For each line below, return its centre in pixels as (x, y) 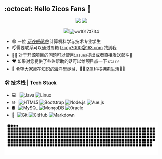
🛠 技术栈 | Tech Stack (31, 82)
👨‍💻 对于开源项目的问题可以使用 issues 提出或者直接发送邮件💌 (72, 55)
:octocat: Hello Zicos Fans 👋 (48, 9)
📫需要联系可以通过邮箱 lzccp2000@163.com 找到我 (64, 47)
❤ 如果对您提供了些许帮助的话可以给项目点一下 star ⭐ (66, 61)
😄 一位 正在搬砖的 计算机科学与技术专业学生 (56, 41)
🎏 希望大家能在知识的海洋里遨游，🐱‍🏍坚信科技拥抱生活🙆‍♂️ (68, 69)
